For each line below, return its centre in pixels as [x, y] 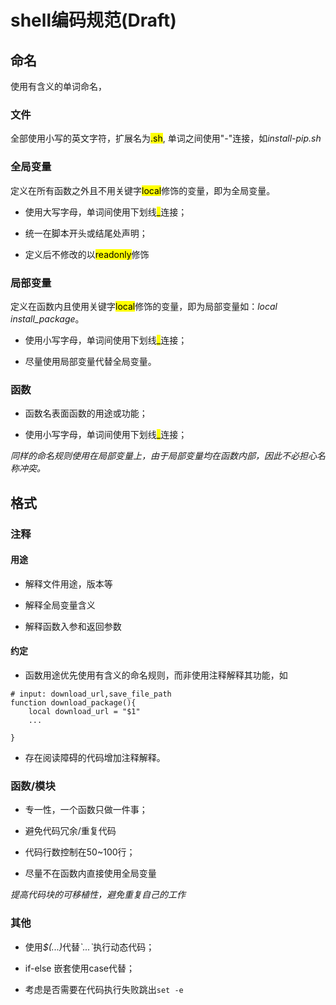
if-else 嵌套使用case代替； [80, 968]
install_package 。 [47, 318]
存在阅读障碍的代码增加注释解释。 [95, 757]
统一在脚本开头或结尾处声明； [86, 233]
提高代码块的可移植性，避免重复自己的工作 [98, 895]
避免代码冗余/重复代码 [70, 831]
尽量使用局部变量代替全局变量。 [90, 361]
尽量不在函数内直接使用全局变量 [90, 873]
